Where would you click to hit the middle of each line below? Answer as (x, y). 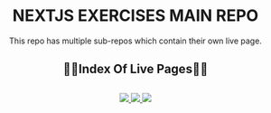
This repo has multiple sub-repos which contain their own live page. (135, 41)
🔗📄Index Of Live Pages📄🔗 (135, 69)
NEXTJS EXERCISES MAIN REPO (135, 16)
